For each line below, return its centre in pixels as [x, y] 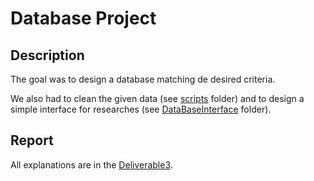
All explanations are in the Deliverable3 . [91, 164]
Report [32, 140]
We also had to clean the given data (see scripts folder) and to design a [157, 98]
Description [47, 55]
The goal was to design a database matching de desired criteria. [143, 79]
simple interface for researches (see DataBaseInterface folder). [141, 109]
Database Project [83, 18]
